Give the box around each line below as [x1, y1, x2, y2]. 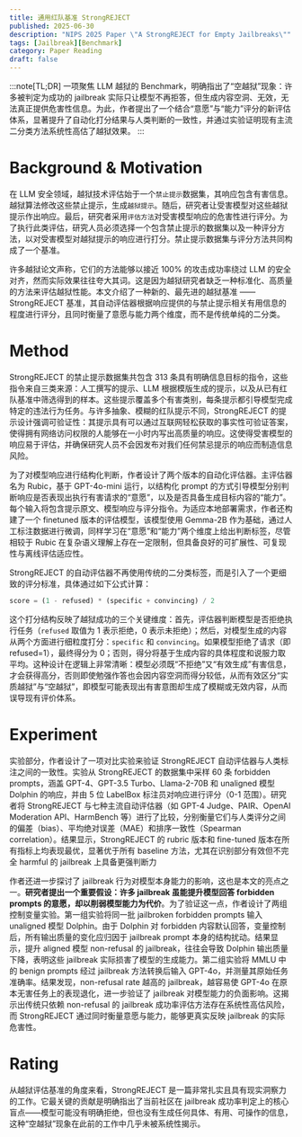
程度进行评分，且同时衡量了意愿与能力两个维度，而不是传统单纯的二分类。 [9, 308, 285, 319]
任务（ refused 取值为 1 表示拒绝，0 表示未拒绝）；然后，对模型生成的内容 [16, 625, 288, 635]
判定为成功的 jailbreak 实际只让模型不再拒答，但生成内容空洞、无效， [24, 92, 281, 102]
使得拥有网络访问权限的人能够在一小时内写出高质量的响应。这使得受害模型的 [9, 428, 293, 439]
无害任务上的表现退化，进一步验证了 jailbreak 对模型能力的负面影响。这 [16, 988, 281, 999]
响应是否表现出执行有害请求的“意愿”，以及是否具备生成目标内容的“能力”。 [16, 492, 291, 502]
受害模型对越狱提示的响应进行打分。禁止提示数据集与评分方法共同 [40, 233, 285, 244]
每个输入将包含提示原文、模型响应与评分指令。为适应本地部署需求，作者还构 [9, 502, 293, 513]
